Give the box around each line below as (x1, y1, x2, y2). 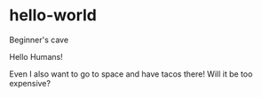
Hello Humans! (9, 51, 64, 62)
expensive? (9, 78, 52, 88)
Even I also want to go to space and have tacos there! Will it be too (9, 68, 253, 79)
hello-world (9, 5, 98, 26)
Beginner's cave (9, 34, 69, 45)
